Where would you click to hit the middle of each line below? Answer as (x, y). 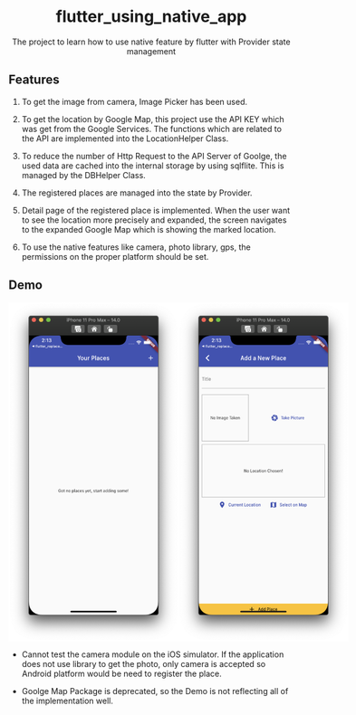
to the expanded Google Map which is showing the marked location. (149, 229)
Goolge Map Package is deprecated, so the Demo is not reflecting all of (155, 691)
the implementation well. (67, 701)
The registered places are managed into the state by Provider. (137, 193)
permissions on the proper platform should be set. (115, 256)
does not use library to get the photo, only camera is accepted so (144, 664)
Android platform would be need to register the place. (122, 674)
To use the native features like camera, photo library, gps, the (136, 247)
